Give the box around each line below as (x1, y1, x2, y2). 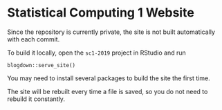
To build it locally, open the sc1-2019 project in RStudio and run (7, 48, 186, 57)
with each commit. (7, 35, 60, 43)
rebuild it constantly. (7, 95, 66, 103)
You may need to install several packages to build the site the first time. (7, 74, 210, 82)
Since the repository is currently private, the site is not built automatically (7, 28, 216, 36)
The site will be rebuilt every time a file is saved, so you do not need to (7, 87, 208, 95)
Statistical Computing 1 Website (7, 5, 195, 21)
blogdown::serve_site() (7, 62, 76, 68)
